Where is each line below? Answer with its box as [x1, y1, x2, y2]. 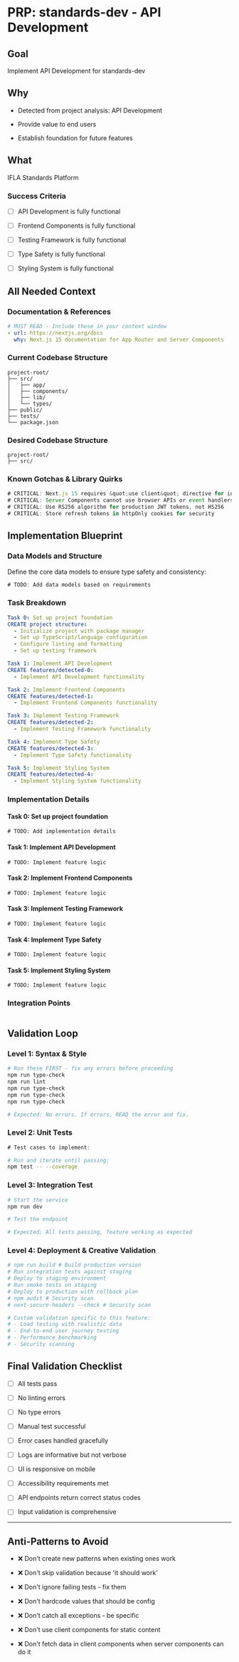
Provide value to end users [17, 120, 97, 128]
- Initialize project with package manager [14, 627, 144, 634]
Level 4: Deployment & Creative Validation [7, 1246, 156, 1256]
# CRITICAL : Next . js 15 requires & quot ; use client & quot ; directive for [7, 490, 224, 498]
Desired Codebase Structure [7, 435, 108, 445]
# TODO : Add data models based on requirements [7, 581, 152, 588]
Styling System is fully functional [17, 264, 114, 273]
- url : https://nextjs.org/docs [7, 329, 103, 337]
